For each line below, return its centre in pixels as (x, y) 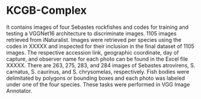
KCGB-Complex (47, 10)
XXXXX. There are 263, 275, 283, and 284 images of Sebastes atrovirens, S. (101, 65)
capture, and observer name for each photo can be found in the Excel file (97, 59)
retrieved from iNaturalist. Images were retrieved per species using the (94, 40)
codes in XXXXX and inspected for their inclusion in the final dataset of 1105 (100, 46)
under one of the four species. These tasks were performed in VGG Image (98, 84)
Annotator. (19, 91)
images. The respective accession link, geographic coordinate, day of (93, 52)
